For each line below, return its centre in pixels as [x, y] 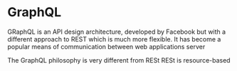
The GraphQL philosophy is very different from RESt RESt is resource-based [119, 60]
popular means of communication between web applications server [106, 46]
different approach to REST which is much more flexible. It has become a [114, 39]
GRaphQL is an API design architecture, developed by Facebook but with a [117, 32]
